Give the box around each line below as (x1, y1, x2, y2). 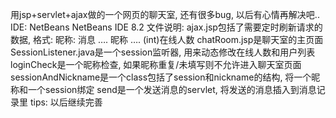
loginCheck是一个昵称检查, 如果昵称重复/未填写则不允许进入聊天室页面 (10, 59, 302, 70)
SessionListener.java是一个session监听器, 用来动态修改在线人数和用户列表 (10, 46, 316, 58)
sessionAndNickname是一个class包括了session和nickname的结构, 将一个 (10, 71, 312, 83)
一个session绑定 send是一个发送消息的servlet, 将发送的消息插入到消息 (27, 84, 317, 95)
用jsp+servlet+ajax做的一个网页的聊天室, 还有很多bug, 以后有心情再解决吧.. (10, 9, 320, 20)
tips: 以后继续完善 (29, 96, 103, 108)
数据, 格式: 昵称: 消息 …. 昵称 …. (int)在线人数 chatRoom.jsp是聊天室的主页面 (10, 34, 324, 45)
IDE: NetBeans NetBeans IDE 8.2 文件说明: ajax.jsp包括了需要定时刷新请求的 (10, 21, 323, 33)
